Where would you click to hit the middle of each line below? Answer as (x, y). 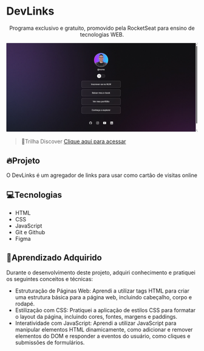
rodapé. (25, 304)
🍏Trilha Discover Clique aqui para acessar (73, 142)
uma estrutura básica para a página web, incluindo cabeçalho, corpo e (104, 297)
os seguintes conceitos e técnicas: (49, 279)
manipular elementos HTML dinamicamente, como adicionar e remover (104, 329)
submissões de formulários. (50, 342)
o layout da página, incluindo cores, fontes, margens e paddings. (96, 316)
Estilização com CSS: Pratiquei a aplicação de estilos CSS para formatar (105, 310)
